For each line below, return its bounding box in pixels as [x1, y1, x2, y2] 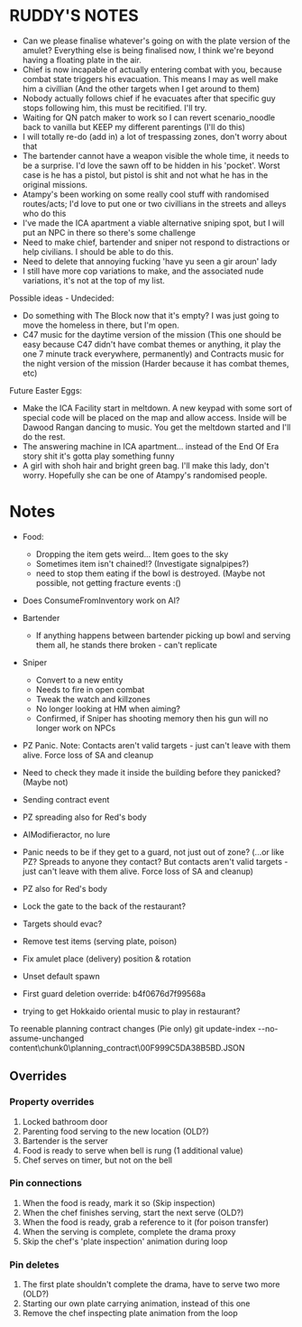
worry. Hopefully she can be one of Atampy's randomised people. [22, 469, 268, 480]
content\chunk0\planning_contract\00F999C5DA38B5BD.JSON [9, 1042, 245, 1053]
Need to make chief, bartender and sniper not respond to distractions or [22, 237, 290, 247]
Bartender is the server [22, 1135, 108, 1146]
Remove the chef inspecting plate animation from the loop [22, 1308, 239, 1319]
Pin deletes [9, 1258, 60, 1271]
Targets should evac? [22, 918, 103, 929]
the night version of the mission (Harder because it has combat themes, [22, 357, 289, 368]
